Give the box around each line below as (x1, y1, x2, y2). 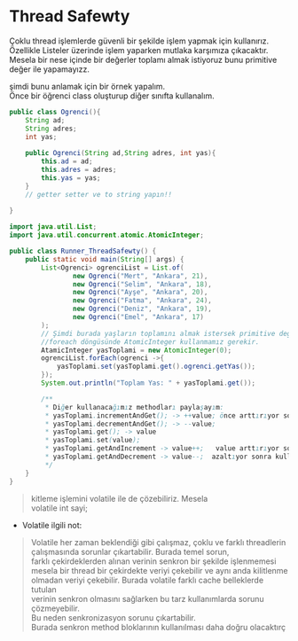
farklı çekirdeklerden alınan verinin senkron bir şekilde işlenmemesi (30, 556, 277, 567)
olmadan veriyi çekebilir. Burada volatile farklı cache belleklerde (30, 575, 264, 585)
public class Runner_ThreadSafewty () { (9, 246, 157, 256)
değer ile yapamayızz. (9, 64, 90, 74)
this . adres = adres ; (41, 166, 117, 175)
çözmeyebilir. (30, 603, 80, 614)
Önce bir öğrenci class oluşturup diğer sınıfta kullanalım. (9, 90, 215, 101)
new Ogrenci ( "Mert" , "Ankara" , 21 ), (72, 271, 208, 280)
